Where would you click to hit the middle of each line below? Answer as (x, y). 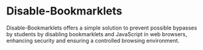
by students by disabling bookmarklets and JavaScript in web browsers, (97, 34)
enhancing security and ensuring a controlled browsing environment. (93, 40)
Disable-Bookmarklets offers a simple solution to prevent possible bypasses (102, 28)
